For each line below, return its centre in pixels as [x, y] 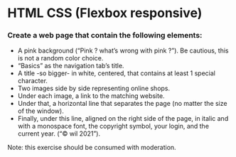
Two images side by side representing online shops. [94, 88]
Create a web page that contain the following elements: [105, 36]
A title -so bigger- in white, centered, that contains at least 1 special [116, 73]
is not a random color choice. [60, 58]
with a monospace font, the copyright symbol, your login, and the [113, 126]
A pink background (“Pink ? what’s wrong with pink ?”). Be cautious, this [123, 50]
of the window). [41, 111]
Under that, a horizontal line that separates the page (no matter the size [122, 104]
